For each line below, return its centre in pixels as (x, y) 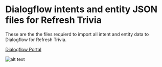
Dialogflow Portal (24, 49)
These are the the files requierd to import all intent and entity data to (77, 34)
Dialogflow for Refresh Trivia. (36, 40)
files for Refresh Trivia (54, 20)
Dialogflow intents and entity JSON (81, 9)
